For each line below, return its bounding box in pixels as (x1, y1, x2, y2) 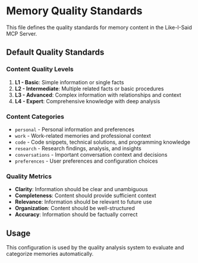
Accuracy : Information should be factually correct (14, 211, 138, 218)
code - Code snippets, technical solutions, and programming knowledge (14, 138, 191, 145)
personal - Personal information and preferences (14, 126, 135, 133)
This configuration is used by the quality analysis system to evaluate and (6, 244, 184, 251)
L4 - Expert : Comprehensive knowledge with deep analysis (14, 97, 161, 104)
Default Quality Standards (6, 47, 105, 58)
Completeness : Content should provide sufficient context (14, 192, 156, 199)
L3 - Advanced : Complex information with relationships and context (14, 91, 181, 99)
